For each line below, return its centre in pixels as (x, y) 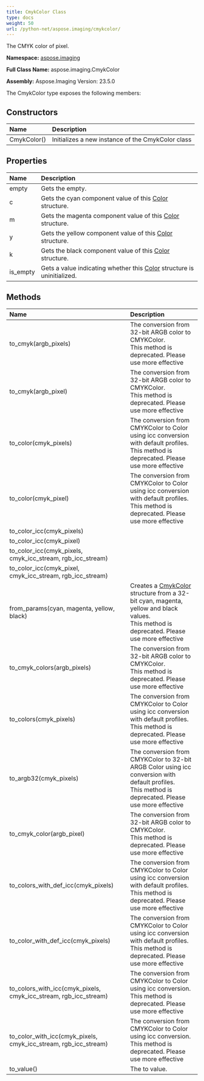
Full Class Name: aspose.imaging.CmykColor (63, 70)
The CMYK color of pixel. (38, 46)
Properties (27, 161)
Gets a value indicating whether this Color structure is (117, 268)
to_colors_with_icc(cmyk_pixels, (55, 988)
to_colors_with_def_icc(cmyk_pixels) (62, 885)
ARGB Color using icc (161, 767)
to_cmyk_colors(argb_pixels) (50, 667)
